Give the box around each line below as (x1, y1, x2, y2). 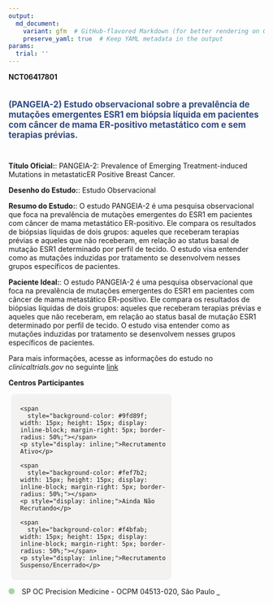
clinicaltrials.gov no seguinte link (8, 362, 119, 372)
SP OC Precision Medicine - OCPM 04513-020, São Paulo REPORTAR (21, 586, 219, 596)
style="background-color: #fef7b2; (27, 468, 148, 476)
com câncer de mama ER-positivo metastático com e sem (8, 119, 246, 130)
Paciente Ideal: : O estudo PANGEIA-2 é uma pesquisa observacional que (8, 277, 253, 287)
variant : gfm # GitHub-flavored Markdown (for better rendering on (23, 27, 260, 35)
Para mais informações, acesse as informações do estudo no (8, 353, 214, 363)
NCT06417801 (8, 72, 58, 81)
